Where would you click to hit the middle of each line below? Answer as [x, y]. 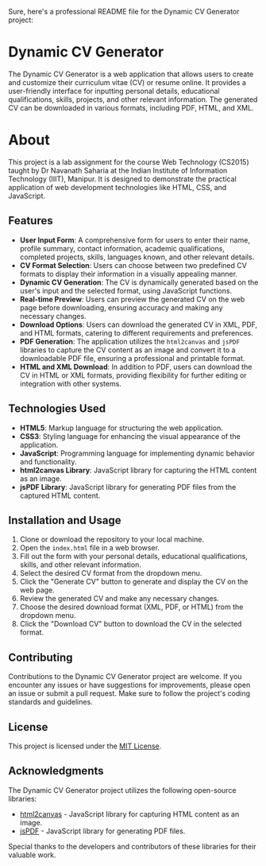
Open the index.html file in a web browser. [90, 548]
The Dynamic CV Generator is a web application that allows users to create [131, 74]
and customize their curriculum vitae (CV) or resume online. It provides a [127, 82]
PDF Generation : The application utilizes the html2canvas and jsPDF [130, 341]
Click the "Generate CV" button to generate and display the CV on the [134, 582]
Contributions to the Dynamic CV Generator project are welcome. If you [125, 677]
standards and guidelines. [50, 702]
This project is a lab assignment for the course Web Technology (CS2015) [129, 161]
